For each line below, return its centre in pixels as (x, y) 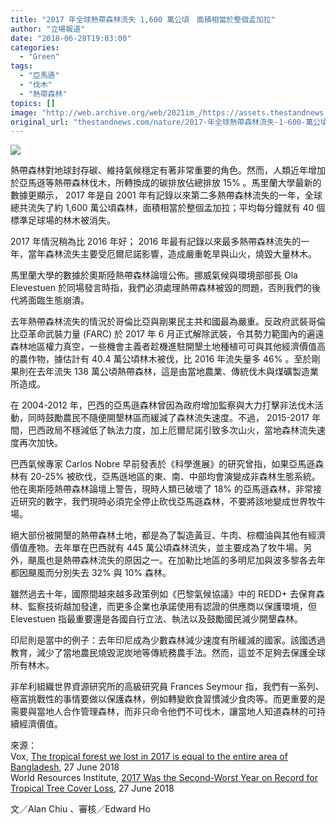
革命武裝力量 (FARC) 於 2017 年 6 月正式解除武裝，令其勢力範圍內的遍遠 (176, 334)
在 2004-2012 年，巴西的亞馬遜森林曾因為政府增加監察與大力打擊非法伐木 (162, 405)
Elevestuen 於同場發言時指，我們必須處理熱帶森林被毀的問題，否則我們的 (161, 288)
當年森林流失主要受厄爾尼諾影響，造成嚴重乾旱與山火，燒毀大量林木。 (172, 254)
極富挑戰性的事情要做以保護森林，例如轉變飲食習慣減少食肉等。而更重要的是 (168, 699)
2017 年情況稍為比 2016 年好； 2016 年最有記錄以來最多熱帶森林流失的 (156, 242)
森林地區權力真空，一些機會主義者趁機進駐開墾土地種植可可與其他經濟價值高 (168, 347)
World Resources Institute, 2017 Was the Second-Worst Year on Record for (164, 778)
